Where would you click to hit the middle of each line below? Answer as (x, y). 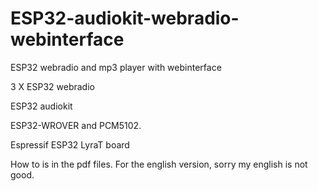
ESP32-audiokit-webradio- (125, 18)
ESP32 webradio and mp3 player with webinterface (116, 67)
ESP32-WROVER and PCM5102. (76, 125)
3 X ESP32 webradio (52, 86)
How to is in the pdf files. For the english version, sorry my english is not (159, 164)
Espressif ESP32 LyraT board (70, 144)
